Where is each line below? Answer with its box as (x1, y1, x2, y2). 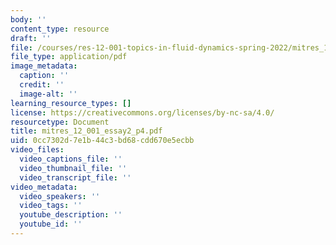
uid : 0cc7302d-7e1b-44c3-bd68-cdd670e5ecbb (10, 136, 195, 146)
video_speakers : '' (19, 191, 101, 201)
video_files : (10, 145, 65, 155)
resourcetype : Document (10, 117, 110, 127)
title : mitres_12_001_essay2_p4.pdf (10, 126, 163, 136)
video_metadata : (10, 182, 78, 192)
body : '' (10, 14, 47, 25)
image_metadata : (10, 61, 78, 71)
